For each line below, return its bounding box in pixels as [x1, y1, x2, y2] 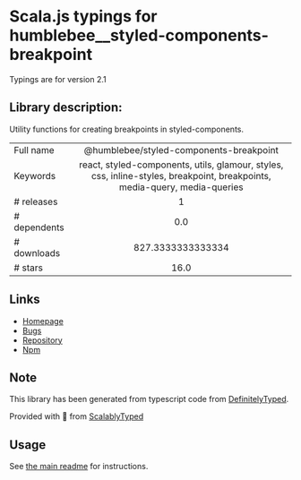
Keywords [13, 169, 56, 182]
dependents [13, 221, 64, 234]
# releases [13, 195, 58, 208]
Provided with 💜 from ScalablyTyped [9, 411, 144, 422]
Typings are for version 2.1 [9, 73, 107, 84]
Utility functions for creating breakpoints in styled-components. [9, 124, 245, 134]
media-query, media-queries [119, 181, 244, 193]
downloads [13, 246, 61, 259]
